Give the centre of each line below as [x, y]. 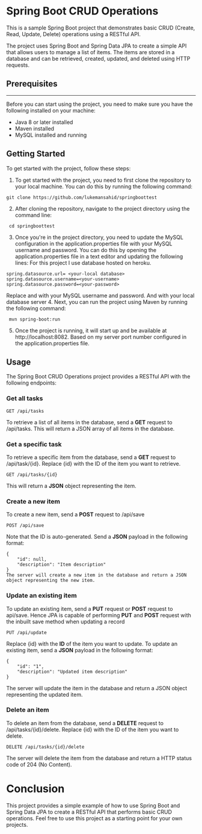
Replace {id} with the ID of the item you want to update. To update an [92, 644]
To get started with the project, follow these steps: [69, 168]
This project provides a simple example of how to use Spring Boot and [93, 805]
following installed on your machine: [51, 110]
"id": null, [32, 560]
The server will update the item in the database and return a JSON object [97, 688]
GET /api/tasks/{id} [32, 474]
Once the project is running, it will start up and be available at [91, 330]
